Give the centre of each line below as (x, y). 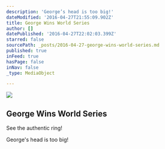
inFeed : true (22, 56)
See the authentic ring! (34, 128)
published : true (26, 51)
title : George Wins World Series (48, 23)
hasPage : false (25, 62)
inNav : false (22, 67)
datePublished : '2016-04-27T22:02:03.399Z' (61, 34)
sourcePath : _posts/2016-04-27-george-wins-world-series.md (83, 45)
